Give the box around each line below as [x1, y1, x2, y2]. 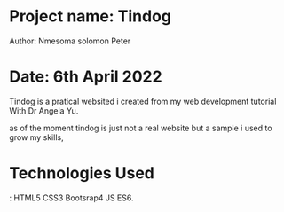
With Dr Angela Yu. [9, 105, 79, 116]
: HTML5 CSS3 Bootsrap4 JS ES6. [9, 192, 135, 203]
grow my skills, [9, 131, 64, 143]
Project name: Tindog [9, 6, 171, 27]
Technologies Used [9, 163, 155, 184]
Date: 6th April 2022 [9, 67, 162, 87]
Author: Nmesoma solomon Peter [9, 35, 131, 46]
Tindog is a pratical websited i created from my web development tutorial [9, 96, 277, 106]
